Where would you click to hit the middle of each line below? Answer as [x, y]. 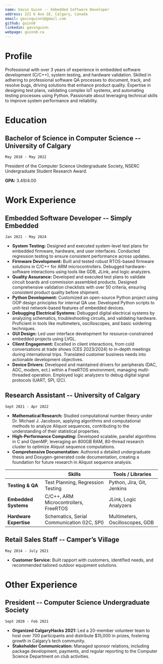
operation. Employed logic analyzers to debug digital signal [90, 375]
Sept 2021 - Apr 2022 [27, 406]
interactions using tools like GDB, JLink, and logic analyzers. [91, 271]
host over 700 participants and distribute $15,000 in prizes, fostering [81, 635]
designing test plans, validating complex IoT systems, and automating [74, 90]
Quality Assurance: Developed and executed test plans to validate [79, 277]
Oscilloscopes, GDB [131, 522]
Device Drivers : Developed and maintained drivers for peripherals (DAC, [84, 365]
